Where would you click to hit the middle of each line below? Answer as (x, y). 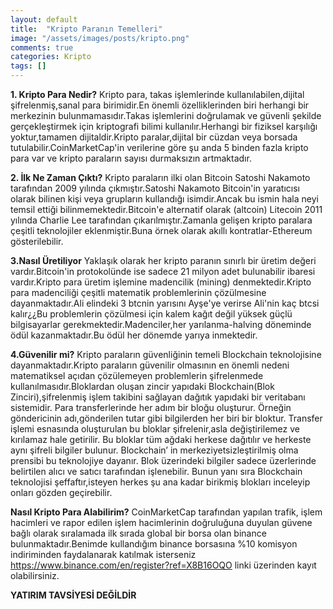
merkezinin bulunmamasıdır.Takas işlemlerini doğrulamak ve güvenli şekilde (166, 115)
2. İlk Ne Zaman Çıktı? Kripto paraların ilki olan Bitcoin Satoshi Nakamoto (160, 177)
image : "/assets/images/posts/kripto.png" (100, 38)
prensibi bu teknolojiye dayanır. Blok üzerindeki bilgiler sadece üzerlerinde (163, 460)
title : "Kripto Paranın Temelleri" (86, 29)
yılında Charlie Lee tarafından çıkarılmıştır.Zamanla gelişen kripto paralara (161, 220)
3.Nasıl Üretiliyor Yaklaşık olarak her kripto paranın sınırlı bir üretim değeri (163, 260)
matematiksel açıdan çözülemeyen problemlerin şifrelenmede (137, 375)
